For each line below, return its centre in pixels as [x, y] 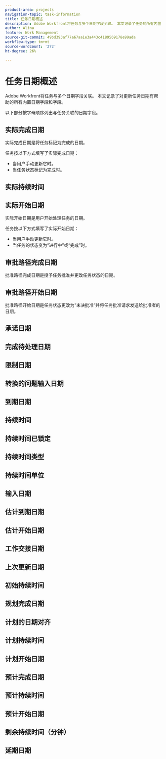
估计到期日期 [25, 512]
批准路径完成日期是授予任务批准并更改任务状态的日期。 [61, 275]
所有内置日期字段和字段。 [40, 102]
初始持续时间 [25, 585]
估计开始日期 [25, 530]
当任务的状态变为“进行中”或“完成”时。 [51, 245]
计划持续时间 [25, 641]
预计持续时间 [25, 695]
